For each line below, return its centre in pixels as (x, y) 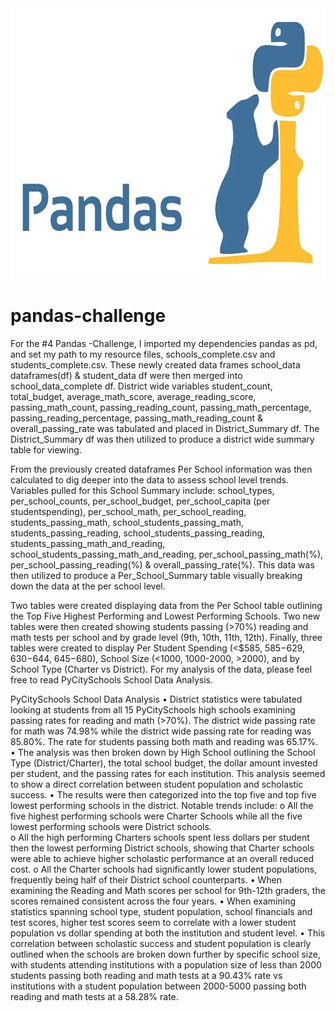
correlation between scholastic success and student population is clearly (161, 943)
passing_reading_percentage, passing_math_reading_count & (136, 418)
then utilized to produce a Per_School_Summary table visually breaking (156, 575)
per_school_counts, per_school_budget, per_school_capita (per (140, 501)
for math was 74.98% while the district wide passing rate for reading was (161, 731)
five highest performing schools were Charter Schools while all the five (156, 816)
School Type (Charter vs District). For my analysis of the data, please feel (161, 669)
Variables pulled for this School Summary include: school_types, (142, 490)
